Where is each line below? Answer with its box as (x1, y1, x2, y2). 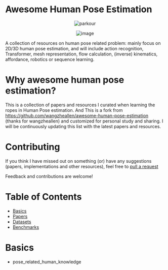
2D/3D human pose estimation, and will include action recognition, (5, 45, 144, 51)
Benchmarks (12, 224, 39, 230)
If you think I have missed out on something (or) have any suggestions (5, 158, 152, 164)
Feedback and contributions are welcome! (5, 173, 93, 179)
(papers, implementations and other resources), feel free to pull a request (5, 163, 158, 169)
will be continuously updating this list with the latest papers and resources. (5, 123, 161, 129)
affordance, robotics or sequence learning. (5, 56, 95, 62)
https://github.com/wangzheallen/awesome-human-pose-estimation (5, 112, 149, 118)
